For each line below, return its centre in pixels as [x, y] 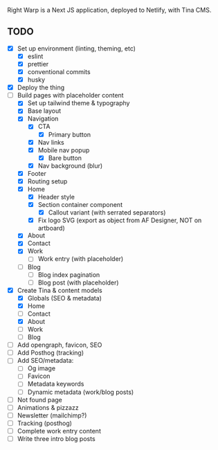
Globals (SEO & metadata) [65, 298]
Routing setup [47, 181]
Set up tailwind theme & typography [79, 103]
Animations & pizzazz [48, 407]
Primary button [70, 134]
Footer [37, 173]
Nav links [51, 142]
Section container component [80, 205]
